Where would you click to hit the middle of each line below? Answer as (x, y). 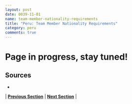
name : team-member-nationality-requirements (51, 19)
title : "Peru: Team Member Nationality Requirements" (62, 23)
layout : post (18, 10)
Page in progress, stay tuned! (66, 57)
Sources (18, 75)
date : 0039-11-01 (23, 14)
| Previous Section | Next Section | (41, 96)
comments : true (21, 33)
